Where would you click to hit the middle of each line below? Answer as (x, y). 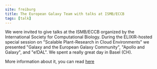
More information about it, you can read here (50, 62)
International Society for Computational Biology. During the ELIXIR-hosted (79, 37)
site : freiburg (20, 9)
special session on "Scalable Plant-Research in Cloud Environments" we (77, 42)
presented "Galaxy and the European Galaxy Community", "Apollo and (75, 47)
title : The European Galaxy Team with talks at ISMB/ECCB (65, 14)
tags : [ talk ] (18, 18)
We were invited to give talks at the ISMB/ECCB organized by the (70, 32)
